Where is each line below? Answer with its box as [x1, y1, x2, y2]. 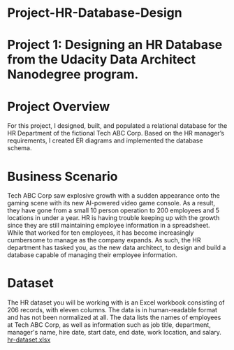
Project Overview [7, 99, 110, 115]
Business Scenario [7, 168, 118, 184]
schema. [7, 144, 32, 152]
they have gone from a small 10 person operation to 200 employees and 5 [7, 206, 220, 214]
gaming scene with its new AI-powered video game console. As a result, [7, 199, 215, 207]
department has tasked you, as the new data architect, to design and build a [7, 243, 226, 252]
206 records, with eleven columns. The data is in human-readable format [7, 306, 218, 314]
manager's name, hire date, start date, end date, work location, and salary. [7, 328, 222, 337]
